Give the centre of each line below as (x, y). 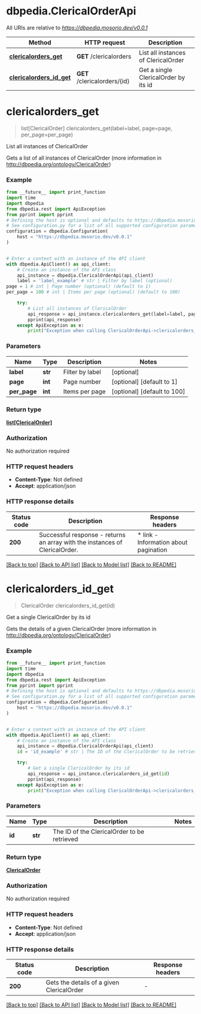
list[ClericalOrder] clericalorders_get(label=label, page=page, (96, 128)
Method (40, 42)
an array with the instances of (80, 542)
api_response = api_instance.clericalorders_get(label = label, (107, 314)
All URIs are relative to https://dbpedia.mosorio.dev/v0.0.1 (77, 28)
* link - (148, 534)
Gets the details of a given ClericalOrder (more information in (81, 629)
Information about (162, 542)
